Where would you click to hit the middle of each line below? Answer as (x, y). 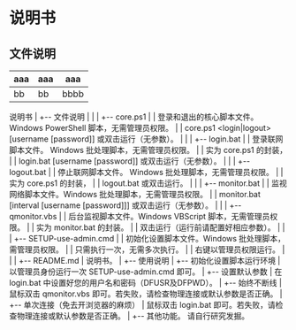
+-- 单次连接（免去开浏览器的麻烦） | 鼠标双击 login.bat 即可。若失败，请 (142, 305)
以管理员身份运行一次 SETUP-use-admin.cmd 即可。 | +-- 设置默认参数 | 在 (146, 272)
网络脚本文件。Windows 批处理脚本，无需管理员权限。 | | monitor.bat (135, 194)
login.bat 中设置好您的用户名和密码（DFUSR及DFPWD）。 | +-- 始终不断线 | (146, 283)
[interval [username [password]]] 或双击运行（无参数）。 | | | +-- (125, 205)
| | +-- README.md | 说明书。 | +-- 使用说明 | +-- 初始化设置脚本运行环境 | (145, 261)
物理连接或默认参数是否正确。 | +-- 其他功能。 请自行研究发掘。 (133, 316)
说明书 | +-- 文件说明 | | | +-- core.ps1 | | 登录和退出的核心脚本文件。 (134, 117)
